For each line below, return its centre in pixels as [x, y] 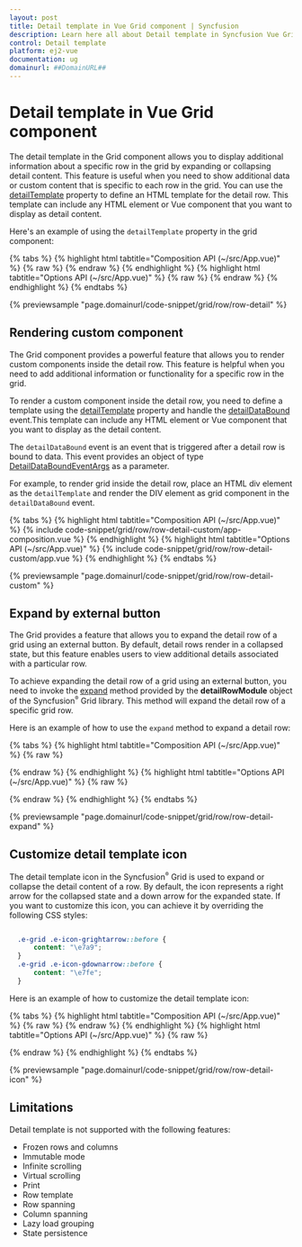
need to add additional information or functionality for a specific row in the [147, 374]
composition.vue [40, 539]
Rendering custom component [97, 333]
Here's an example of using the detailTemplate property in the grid [133, 231]
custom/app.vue [40, 558]
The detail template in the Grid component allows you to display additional [147, 156]
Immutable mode [53, 1156]
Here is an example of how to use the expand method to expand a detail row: [150, 728]
